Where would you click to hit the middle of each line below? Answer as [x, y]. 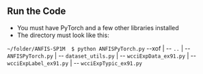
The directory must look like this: [63, 35]
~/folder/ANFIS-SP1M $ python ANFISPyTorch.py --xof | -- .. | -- [99, 48]
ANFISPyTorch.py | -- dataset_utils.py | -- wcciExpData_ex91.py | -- [102, 56]
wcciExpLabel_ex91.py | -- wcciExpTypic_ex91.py [75, 63]
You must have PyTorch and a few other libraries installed [98, 27]
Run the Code [37, 11]
